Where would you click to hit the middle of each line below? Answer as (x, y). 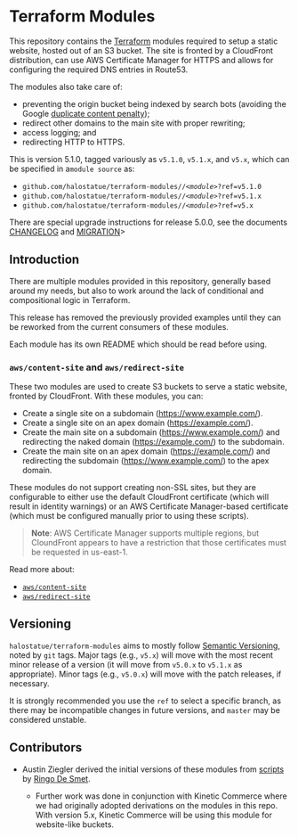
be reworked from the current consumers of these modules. (119, 326)
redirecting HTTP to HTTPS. (73, 142)
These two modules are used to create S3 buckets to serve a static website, (148, 387)
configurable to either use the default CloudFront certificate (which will (139, 497)
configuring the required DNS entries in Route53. (99, 70)
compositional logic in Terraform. (70, 300)
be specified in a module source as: (72, 168)
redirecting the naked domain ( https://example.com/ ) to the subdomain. (153, 442)
